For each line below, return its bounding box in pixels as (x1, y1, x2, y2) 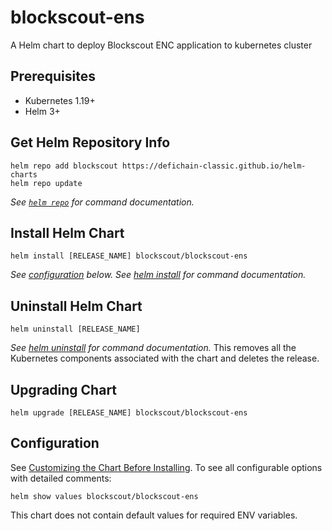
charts (10, 169, 38, 180)
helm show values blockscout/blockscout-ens (10, 491, 199, 501)
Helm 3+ (24, 105, 61, 117)
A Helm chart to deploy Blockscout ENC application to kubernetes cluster (10, 39, 313, 51)
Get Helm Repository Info (10, 134, 171, 151)
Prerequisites (10, 68, 96, 85)
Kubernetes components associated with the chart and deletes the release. (10, 352, 320, 365)
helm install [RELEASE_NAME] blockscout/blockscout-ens (10, 251, 248, 261)
